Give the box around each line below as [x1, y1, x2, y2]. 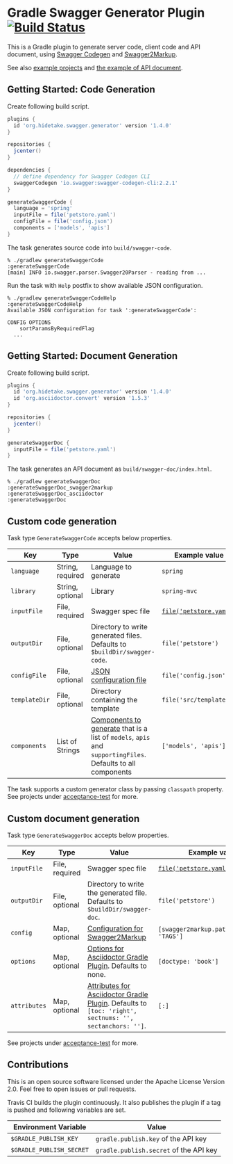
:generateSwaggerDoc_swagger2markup [7, 485, 113, 492]
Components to [91, 715, 141, 725]
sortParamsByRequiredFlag [19, 325, 95, 332]
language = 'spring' [13, 205, 73, 212]
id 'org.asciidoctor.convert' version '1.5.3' [13, 395, 150, 402]
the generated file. [87, 888, 147, 898]
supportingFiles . [91, 750, 147, 759]
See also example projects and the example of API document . [7, 63, 183, 72]
